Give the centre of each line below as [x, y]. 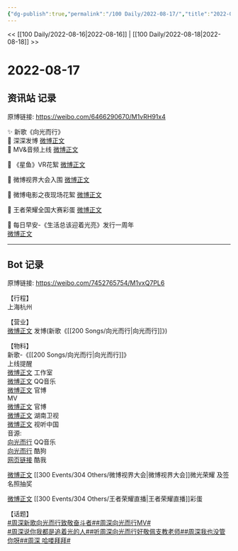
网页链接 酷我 [27, 460]
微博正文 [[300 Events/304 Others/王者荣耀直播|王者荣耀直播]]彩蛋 [105, 499]
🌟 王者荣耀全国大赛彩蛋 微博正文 [55, 209]
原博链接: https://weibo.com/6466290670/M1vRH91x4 [87, 116]
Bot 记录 [25, 265]
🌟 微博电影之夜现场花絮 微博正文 [55, 194]
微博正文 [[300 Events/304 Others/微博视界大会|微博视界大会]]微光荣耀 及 [115, 475]
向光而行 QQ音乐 [32, 442]
